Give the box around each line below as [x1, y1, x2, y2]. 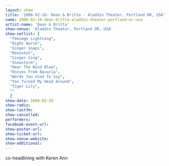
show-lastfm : [5, 108, 33, 113]
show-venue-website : [5, 136, 50, 141]
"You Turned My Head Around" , [10, 79, 74, 84]
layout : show [5, 7, 33, 13]
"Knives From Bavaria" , [10, 70, 60, 75]
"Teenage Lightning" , [10, 36, 56, 42]
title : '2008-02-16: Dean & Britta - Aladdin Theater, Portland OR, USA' [5, 12, 166, 17]
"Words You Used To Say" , [10, 74, 65, 79]
